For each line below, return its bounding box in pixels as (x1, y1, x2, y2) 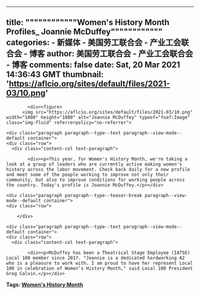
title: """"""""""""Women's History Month (6, 17, 170, 27)
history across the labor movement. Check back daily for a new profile (6, 166, 190, 173)
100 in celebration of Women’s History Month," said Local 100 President (6, 265, 193, 271)
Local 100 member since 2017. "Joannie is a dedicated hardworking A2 (6, 255, 185, 261)
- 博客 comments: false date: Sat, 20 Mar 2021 (6, 60, 180, 70)
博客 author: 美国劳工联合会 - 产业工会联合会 (29, 49, 193, 59)
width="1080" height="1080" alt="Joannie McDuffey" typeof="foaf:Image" (6, 114, 190, 120)
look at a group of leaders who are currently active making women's (6, 161, 183, 167)
